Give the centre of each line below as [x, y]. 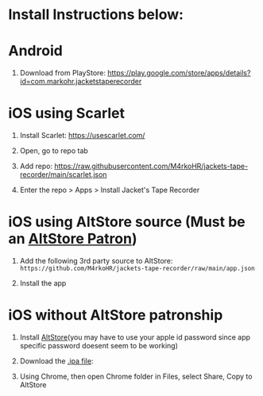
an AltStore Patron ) [73, 239]
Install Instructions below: [96, 15]
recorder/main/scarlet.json [63, 175]
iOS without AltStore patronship [116, 315]
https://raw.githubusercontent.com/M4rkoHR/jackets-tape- [151, 166]
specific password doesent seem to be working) [99, 345]
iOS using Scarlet [67, 113]
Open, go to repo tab [54, 151]
